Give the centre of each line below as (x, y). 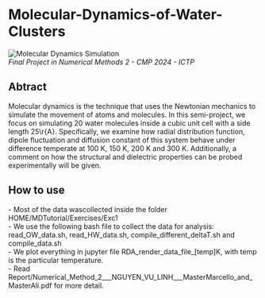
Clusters (37, 31)
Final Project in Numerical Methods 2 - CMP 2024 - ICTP (102, 62)
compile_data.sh (35, 243)
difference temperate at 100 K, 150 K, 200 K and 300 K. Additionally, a (122, 148)
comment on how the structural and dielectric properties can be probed (125, 157)
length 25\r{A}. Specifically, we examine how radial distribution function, (127, 131)
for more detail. (79, 285)
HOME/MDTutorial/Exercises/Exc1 (63, 218)
